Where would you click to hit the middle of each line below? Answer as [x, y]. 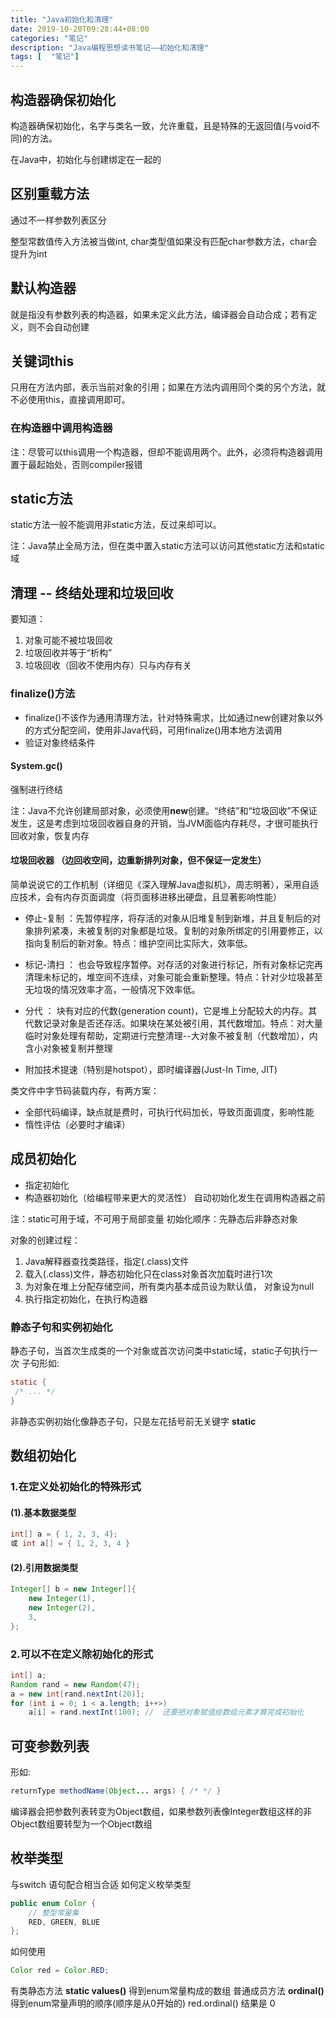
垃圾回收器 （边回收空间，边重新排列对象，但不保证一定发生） [138, 860]
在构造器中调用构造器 [61, 428]
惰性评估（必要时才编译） [77, 1124]
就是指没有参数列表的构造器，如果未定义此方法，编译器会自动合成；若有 [159, 314]
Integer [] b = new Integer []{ [73, 1589]
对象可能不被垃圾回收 [68, 640]
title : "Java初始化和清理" [62, 19]
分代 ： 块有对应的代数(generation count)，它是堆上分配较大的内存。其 [171, 1010]
